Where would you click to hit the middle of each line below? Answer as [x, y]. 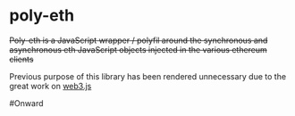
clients [21, 59]
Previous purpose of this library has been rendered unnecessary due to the [148, 76]
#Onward [26, 103]
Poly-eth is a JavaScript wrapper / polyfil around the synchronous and [139, 40]
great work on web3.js [51, 86]
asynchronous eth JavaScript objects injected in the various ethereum [139, 49]
